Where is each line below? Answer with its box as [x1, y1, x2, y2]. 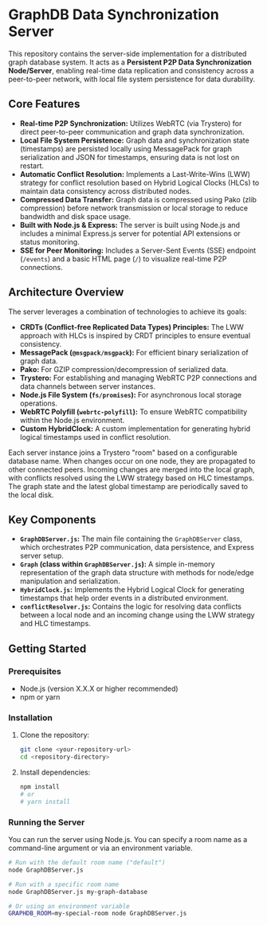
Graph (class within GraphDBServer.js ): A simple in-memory [19, 559, 215, 569]
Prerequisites [8, 665, 61, 676]
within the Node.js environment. [19, 415, 125, 425]
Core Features [8, 97, 80, 111]
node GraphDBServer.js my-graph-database [8, 888, 148, 896]
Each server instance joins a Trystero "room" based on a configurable [8, 448, 238, 457]
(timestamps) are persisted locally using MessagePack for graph [19, 143, 233, 153]
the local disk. [8, 490, 54, 500]
